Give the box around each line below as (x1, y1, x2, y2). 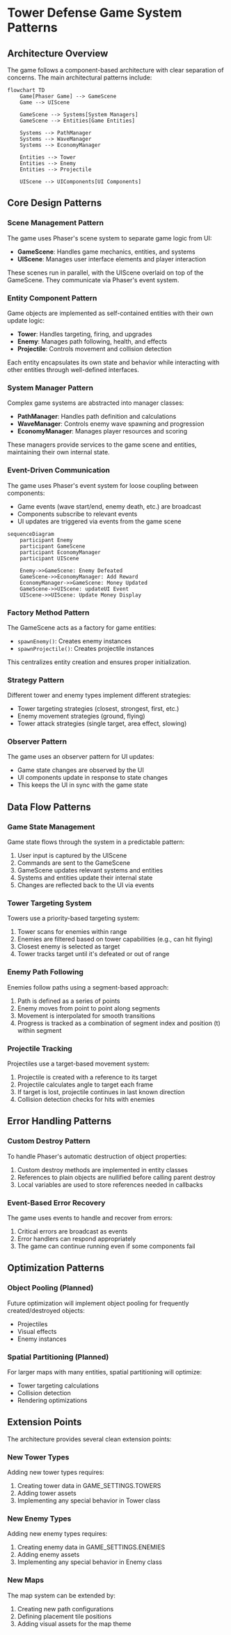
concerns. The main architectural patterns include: (7, 73, 152, 82)
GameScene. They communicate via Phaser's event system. (7, 275, 180, 284)
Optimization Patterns (7, 1262, 104, 1274)
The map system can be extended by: (7, 1591, 116, 1599)
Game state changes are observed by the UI (17, 766, 144, 774)
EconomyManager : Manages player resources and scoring (17, 427, 188, 436)
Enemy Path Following (7, 967, 83, 977)
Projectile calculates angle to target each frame (17, 1080, 153, 1089)
